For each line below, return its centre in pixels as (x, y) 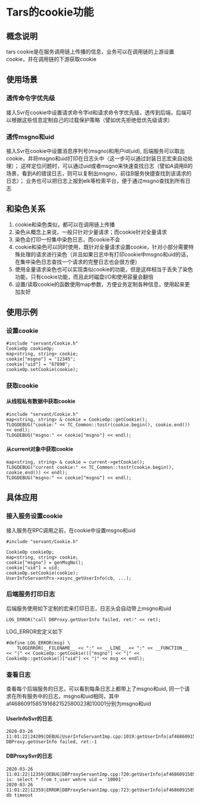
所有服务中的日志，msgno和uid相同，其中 (68, 696)
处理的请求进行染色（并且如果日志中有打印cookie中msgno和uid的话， (106, 254)
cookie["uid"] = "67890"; (38, 364)
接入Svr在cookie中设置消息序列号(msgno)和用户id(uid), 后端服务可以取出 (96, 151)
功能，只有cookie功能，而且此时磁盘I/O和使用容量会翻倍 (84, 277)
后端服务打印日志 (31, 594)
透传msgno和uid (30, 137)
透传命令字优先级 (31, 98)
